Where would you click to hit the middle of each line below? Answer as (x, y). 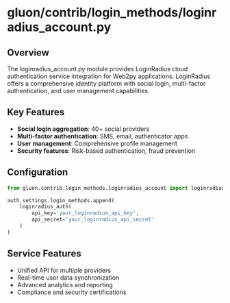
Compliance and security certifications (72, 292)
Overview (28, 52)
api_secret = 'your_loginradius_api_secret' (93, 220)
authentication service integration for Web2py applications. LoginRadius (109, 76)
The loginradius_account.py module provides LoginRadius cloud (98, 69)
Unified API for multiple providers (64, 270)
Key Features (36, 112)
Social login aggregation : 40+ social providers (83, 129)
